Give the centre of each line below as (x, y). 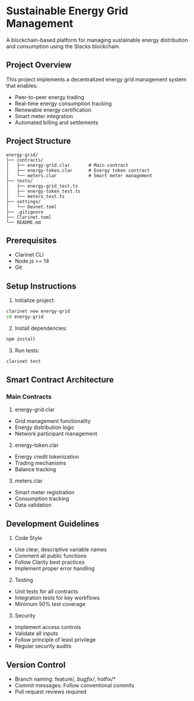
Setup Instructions (41, 286)
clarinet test (24, 361)
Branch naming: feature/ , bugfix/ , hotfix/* (65, 679)
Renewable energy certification (53, 110)
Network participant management (56, 434)
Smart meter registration (45, 492)
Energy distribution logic (44, 427)
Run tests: (27, 350)
